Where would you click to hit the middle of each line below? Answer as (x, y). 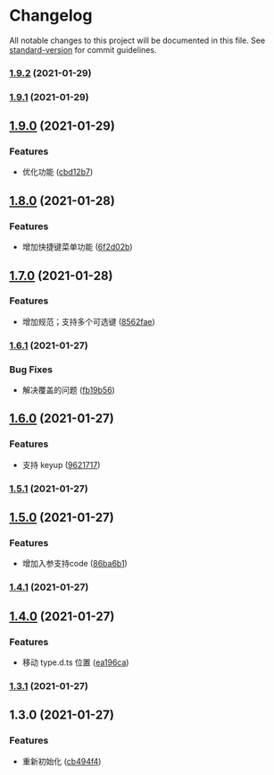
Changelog (51, 16)
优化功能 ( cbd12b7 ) (58, 172)
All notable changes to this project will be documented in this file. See (137, 40)
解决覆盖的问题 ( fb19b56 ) (69, 390)
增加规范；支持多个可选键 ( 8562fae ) (89, 321)
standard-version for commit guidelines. (83, 49)
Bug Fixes (31, 370)
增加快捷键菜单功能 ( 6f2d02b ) (77, 247)
